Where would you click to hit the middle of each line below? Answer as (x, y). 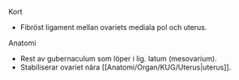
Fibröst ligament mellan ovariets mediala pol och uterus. (113, 27)
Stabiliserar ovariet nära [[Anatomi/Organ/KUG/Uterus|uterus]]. (126, 67)
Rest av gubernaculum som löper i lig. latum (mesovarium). (118, 59)
